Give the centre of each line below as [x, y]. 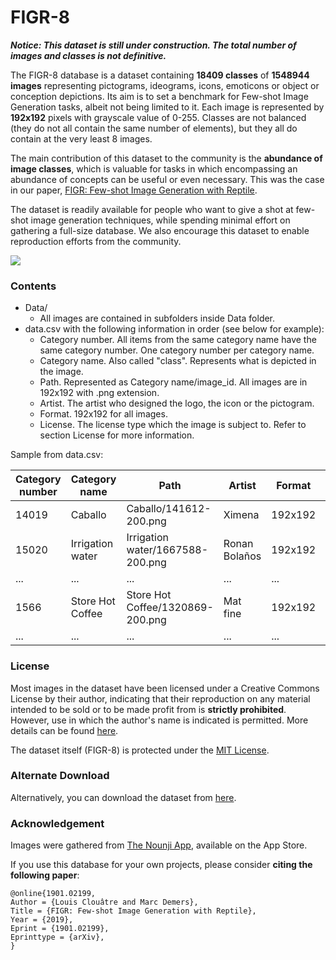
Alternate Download [60, 776]
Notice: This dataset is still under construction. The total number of [153, 45]
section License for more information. [117, 435]
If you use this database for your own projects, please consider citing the [161, 865]
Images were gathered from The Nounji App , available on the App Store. [159, 845]
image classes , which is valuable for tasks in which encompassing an [154, 168]
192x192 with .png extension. [99, 393]
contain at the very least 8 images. [81, 138]
